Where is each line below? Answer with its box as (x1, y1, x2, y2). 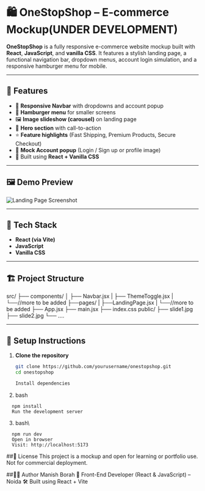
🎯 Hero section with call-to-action (15, 124, 102, 131)
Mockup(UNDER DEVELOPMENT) (6, 23, 178, 37)
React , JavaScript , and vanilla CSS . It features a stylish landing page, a (6, 49, 187, 56)
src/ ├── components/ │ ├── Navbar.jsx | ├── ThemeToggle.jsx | (6, 292, 174, 300)
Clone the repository (15, 352, 69, 359)
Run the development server (12, 408, 84, 415)
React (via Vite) (15, 236, 56, 243)
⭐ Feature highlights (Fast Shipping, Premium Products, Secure (15, 131, 176, 138)
